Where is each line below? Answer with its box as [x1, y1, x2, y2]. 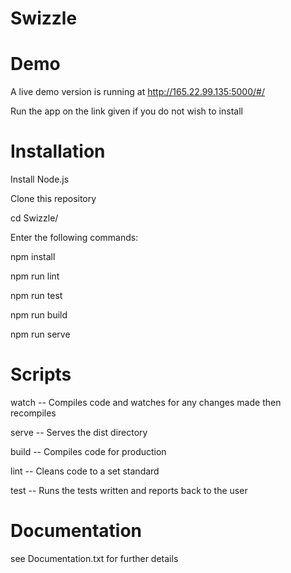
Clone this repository [10, 193, 97, 205]
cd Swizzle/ [10, 212, 59, 224]
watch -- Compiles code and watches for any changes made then [10, 397, 282, 408]
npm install [10, 251, 56, 263]
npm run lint [10, 270, 60, 282]
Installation [10, 140, 106, 163]
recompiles [10, 407, 57, 419]
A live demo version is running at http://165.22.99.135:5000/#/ [10, 86, 265, 98]
